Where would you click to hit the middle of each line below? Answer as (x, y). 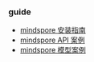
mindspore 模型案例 (53, 50)
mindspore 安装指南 (53, 30)
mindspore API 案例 (53, 40)
